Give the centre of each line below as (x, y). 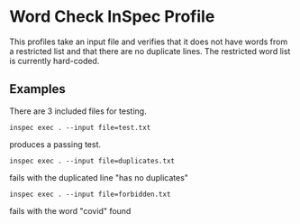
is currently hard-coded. (55, 61)
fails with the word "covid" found (70, 210)
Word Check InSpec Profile (112, 17)
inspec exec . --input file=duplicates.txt (92, 161)
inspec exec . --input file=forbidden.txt (90, 194)
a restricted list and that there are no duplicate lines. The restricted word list (150, 51)
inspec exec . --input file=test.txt (80, 127)
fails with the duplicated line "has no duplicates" (99, 177)
